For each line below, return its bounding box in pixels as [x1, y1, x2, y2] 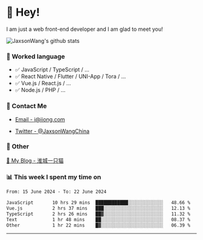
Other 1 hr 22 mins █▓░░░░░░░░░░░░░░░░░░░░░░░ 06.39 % [6, 222, 190, 229]
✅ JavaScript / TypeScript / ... [14, 66, 89, 73]
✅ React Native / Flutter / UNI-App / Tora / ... [14, 73, 126, 80]
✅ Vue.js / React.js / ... [14, 80, 71, 87]
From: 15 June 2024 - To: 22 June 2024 [6, 189, 107, 195]
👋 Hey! [6, 5, 40, 19]
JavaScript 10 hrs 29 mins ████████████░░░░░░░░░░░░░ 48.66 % [6, 199, 190, 206]
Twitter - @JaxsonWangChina [14, 127, 89, 135]
